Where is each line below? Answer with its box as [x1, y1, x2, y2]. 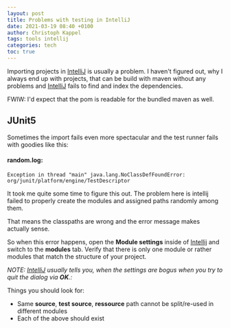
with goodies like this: [7, 140, 69, 148]
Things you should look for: [7, 286, 84, 294]
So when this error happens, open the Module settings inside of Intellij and [7, 237, 220, 246]
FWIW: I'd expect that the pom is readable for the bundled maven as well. [7, 95, 214, 103]
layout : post [7, 10, 45, 17]
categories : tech [7, 42, 57, 49]
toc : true [7, 49, 36, 56]
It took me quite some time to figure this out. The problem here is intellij [7, 189, 209, 198]
